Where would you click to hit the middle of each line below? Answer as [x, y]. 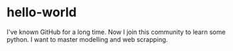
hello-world [42, 12]
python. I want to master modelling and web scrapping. [87, 39]
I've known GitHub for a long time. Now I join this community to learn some [116, 32]
